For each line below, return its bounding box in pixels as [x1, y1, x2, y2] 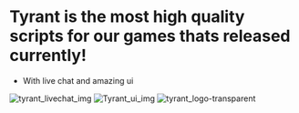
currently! [9, 46, 87, 66]
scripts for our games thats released [9, 26, 291, 46]
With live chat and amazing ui [22, 75, 134, 86]
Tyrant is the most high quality [9, 6, 245, 27]
